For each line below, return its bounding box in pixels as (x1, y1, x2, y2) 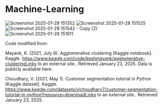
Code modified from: (5, 40, 48, 46)
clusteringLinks (5, 60, 36, 66)
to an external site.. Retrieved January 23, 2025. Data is (37, 60, 152, 66)
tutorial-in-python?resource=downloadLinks (5, 91, 96, 97)
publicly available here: (5, 66, 53, 72)
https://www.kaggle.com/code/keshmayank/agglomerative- (21, 55, 145, 61)
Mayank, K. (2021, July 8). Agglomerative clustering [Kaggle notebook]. (5, 50, 152, 56)
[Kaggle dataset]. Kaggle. (5, 81, 58, 87)
